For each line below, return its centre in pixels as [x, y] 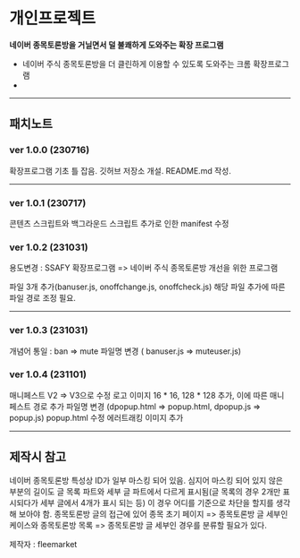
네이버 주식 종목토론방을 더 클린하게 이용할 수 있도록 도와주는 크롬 [137, 64]
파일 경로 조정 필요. [42, 298]
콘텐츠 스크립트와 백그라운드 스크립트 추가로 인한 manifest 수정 [119, 223]
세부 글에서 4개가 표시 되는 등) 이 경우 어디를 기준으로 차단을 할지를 [157, 502]
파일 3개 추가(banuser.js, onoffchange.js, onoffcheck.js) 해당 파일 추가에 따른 [147, 287]
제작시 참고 [38, 457]
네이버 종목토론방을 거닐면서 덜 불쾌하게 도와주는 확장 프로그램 [117, 45]
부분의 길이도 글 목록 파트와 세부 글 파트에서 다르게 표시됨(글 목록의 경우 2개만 [145, 491]
